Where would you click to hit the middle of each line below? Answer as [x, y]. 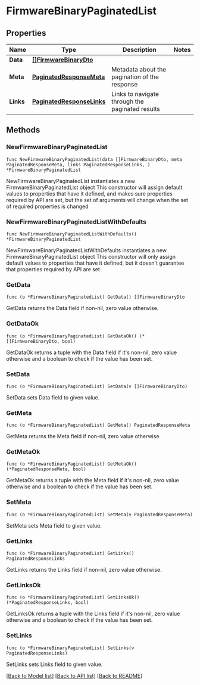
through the [127, 101]
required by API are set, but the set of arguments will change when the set [97, 200]
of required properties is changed [47, 206]
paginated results [136, 109]
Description [140, 50]
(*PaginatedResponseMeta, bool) [46, 469]
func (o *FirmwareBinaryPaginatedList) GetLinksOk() [73, 597]
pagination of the [135, 77]
